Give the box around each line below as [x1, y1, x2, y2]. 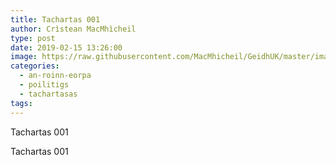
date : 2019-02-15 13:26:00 [10, 42, 123, 53]
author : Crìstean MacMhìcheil [10, 24, 137, 34]
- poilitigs [19, 80, 70, 90]
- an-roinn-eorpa [19, 71, 92, 81]
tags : [10, 98, 33, 108]
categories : [10, 61, 60, 71]
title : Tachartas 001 [10, 14, 101, 25]
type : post [10, 33, 56, 43]
